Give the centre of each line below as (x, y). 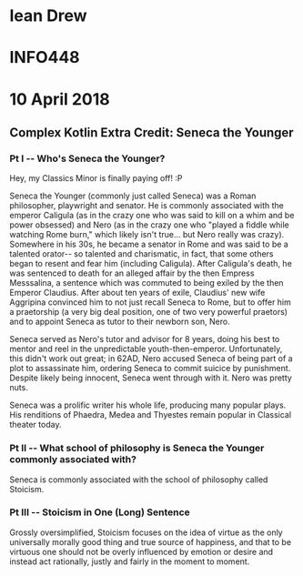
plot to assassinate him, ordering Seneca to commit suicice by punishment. (150, 369)
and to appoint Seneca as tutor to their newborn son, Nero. (120, 322)
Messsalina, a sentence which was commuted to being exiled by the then (146, 283)
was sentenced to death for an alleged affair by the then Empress (132, 273)
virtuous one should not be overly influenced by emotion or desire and (141, 551)
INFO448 (45, 58)
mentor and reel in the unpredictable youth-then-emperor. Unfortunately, (146, 349)
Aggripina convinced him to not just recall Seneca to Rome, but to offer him (150, 302)
